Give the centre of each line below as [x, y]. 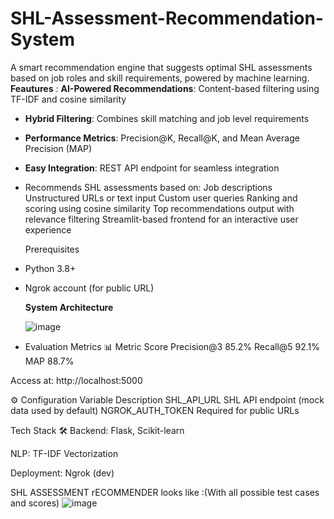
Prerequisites [52, 249]
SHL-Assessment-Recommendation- [167, 18]
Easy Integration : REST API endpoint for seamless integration [152, 168]
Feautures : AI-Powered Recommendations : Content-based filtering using [165, 88]
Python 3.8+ [50, 268]
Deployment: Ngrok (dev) [62, 473]
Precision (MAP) [58, 148]
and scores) [35, 503]
